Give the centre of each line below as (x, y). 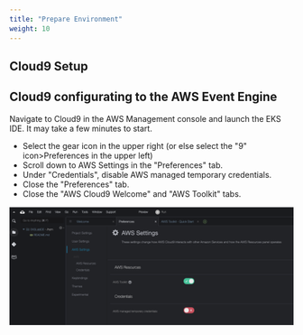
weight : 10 (30, 28)
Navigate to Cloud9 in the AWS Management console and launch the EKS (145, 118)
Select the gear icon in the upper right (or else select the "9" (135, 145)
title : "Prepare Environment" (66, 19)
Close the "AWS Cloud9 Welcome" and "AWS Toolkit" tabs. (132, 193)
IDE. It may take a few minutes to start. (81, 128)
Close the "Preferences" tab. (76, 184)
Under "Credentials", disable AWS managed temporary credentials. (147, 174)
